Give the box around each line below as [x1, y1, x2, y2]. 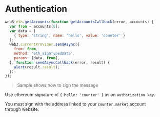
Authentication [5, 3, 67, 15]
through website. [5, 106, 39, 112]
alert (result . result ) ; [14, 65, 60, 69]
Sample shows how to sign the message [17, 83, 99, 88]
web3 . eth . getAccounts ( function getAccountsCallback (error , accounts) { [5, 19, 154, 24]
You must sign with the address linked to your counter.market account [5, 101, 146, 107]
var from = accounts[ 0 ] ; [9, 24, 60, 29]
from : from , [14, 47, 38, 51]
